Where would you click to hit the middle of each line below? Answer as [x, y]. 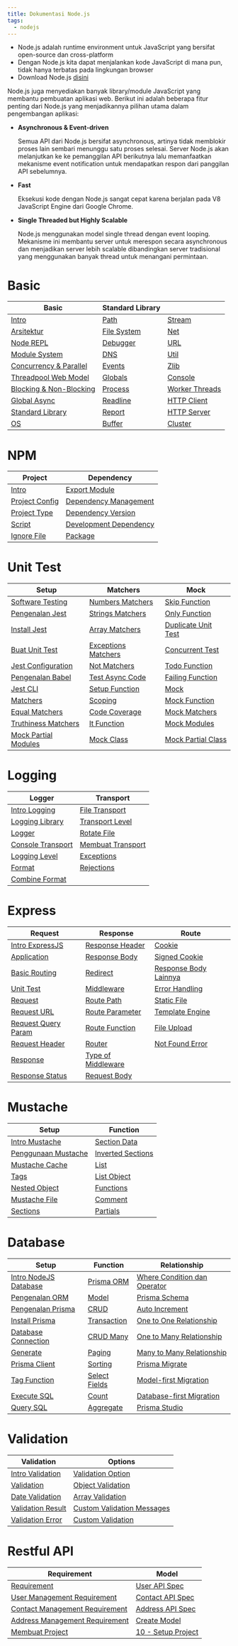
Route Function [110, 1028]
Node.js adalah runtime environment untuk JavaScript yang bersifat [116, 48]
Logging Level [34, 856]
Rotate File [97, 833]
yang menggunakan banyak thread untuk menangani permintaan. [113, 257]
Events [114, 366]
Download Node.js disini [53, 77]
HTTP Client [187, 400]
